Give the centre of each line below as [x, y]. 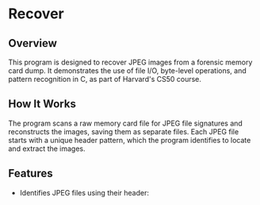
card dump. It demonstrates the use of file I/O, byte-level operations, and [128, 71]
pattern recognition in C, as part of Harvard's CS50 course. [105, 79]
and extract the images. [47, 149]
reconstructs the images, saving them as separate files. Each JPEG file [124, 131]
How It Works [42, 104]
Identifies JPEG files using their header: [84, 192]
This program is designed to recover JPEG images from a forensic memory [130, 62]
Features [31, 174]
